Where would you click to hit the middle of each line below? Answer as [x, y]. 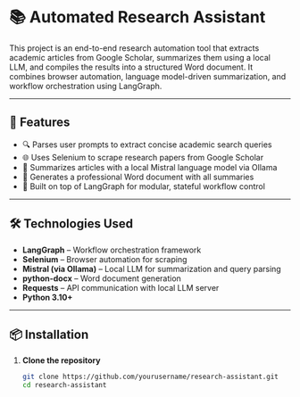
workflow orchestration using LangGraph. [86, 86]
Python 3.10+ [47, 297]
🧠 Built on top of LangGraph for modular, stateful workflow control [144, 186]
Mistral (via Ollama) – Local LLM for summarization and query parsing [151, 269]
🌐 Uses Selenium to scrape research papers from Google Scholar [143, 157]
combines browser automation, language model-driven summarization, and [148, 76]
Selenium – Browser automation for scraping [104, 259]
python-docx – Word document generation [101, 278]
